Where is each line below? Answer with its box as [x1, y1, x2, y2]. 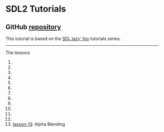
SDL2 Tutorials [5, 3, 66, 15]
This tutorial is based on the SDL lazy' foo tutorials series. [5, 36, 121, 41]
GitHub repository [5, 23, 61, 31]
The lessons [5, 50, 30, 56]
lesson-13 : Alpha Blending [12, 121, 65, 127]
